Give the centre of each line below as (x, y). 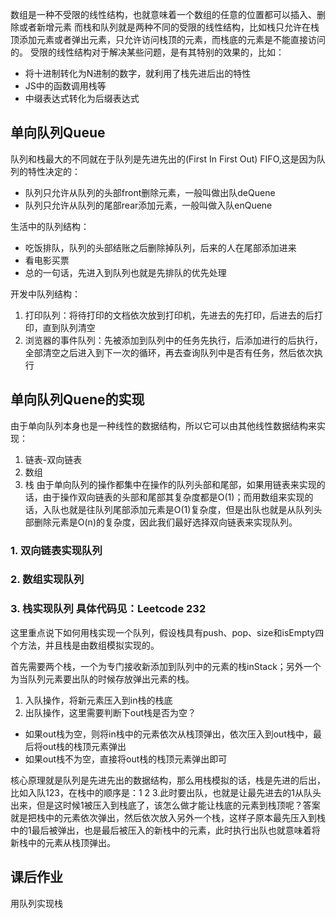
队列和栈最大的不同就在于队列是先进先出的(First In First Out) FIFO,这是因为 (163, 159)
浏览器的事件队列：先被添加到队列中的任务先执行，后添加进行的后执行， (173, 340)
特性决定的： (54, 171)
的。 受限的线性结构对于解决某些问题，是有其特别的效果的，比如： (147, 52)
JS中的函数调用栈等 (65, 86)
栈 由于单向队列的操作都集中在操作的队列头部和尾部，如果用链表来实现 (170, 484)
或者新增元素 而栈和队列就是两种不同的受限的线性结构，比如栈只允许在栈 (169, 27)
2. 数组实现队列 (47, 580)
